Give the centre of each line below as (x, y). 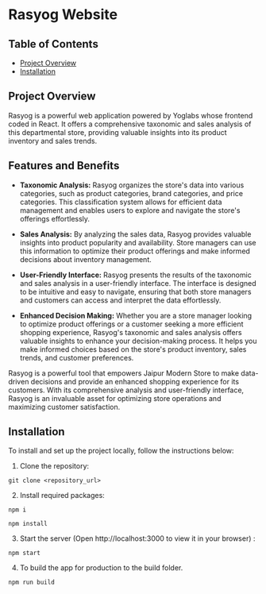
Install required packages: (62, 496)
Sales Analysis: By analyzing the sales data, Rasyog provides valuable (135, 234)
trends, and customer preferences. (77, 357)
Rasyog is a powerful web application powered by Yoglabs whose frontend (131, 115)
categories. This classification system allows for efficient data (121, 202)
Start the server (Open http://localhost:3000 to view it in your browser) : (137, 538)
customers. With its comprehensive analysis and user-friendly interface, (126, 390)
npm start (25, 553)
